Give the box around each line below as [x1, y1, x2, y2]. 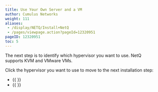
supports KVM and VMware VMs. [5, 57, 73, 64]
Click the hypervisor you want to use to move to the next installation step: [5, 67, 154, 73]
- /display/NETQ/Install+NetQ [7, 25, 69, 30]
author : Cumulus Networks [5, 12, 58, 17]
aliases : [5, 21, 23, 26]
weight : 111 [5, 16, 29, 21]
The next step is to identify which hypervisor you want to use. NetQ [5, 52, 141, 58]
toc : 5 [5, 39, 19, 44]
